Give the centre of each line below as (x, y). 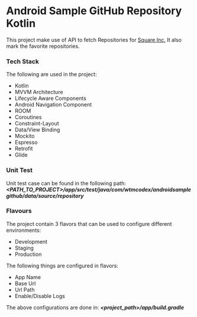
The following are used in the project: (52, 75)
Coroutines (28, 117)
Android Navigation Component (53, 105)
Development (31, 241)
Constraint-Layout (37, 124)
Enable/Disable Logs (40, 296)
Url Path (25, 289)
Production (28, 254)
